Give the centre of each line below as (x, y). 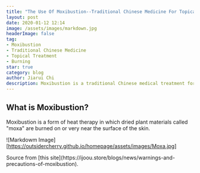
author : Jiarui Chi (30, 78)
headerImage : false (30, 34)
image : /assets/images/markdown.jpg (51, 28)
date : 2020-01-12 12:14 (36, 23)
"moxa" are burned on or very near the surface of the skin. (78, 128)
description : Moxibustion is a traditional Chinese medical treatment (96, 84)
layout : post (22, 17)
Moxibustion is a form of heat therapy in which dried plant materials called (97, 122)
